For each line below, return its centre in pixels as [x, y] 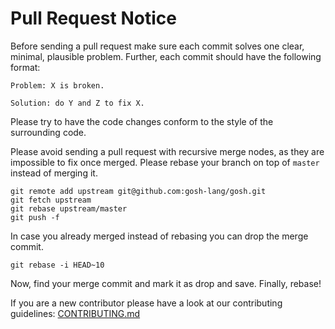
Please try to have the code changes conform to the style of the [142, 121]
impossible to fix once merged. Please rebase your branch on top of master [165, 162]
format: [25, 67]
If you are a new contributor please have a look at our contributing [146, 303]
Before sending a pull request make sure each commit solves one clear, [157, 46]
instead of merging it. [54, 173]
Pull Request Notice [93, 18]
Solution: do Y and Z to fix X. [77, 103]
